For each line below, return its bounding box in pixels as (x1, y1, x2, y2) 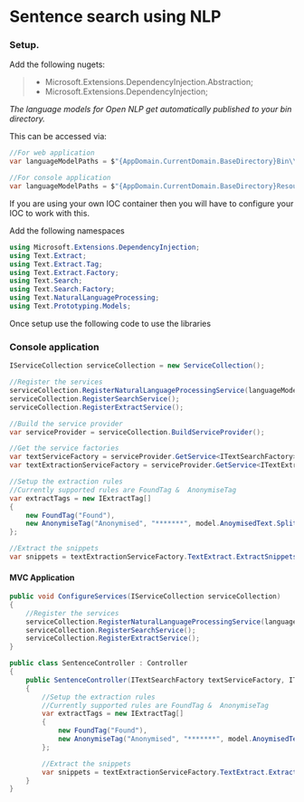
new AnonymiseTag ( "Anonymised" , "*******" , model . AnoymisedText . (25, 519, 278, 529)
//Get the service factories (9, 444, 119, 454)
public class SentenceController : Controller (9, 659, 188, 668)
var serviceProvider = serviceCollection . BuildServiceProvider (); (9, 427, 265, 436)
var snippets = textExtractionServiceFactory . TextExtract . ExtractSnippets (9, 552, 298, 562)
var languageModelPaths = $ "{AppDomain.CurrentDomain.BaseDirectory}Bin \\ (9, 157, 298, 167)
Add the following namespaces (9, 224, 125, 236)
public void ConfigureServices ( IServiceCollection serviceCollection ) (9, 592, 281, 601)
